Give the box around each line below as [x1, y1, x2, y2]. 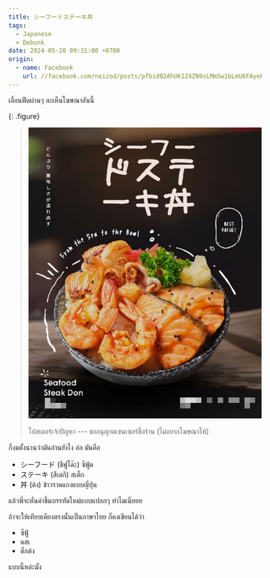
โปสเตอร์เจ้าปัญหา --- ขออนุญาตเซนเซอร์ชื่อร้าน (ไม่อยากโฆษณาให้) [27, 426, 210, 436]
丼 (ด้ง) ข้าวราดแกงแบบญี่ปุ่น [19, 480, 98, 489]
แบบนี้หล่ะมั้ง [8, 562, 42, 572]
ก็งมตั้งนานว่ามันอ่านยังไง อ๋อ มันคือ [8, 442, 100, 452]
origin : [8, 55, 35, 63]
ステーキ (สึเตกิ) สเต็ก [19, 470, 84, 479]
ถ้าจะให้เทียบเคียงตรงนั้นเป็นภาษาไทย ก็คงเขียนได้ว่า [8, 512, 145, 521]
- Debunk [15, 39, 45, 47]
